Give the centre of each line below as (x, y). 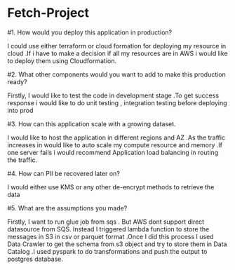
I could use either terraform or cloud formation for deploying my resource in (117, 46)
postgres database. (35, 259)
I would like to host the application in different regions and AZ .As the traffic (116, 137)
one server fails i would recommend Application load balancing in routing (113, 152)
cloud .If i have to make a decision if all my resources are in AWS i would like (117, 53)
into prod (20, 110)
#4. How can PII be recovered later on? (64, 173)
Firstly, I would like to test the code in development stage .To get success (113, 95)
